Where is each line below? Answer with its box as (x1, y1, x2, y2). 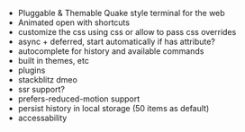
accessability (17, 112, 68, 123)
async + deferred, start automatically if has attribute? (17, 36, 216, 47)
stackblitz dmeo (17, 75, 78, 84)
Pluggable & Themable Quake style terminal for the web (17, 8, 225, 18)
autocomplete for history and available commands (17, 46, 204, 57)
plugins (17, 65, 46, 75)
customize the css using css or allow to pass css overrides (17, 27, 237, 37)
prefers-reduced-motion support (17, 93, 141, 104)
